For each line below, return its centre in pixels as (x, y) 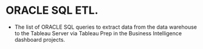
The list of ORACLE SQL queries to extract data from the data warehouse (105, 27)
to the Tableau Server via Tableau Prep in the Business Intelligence (98, 33)
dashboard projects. (40, 39)
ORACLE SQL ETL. (52, 10)
